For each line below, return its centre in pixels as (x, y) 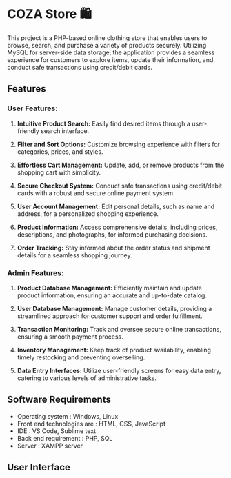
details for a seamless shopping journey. (74, 255)
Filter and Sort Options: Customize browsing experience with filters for (119, 144)
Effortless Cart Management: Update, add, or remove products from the (121, 165)
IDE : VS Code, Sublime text (57, 431)
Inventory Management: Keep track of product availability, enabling (114, 350)
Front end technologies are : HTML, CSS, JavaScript (91, 424)
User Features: (32, 108)
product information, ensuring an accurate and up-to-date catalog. (112, 295)
